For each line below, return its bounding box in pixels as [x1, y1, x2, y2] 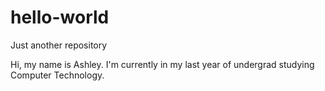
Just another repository [10, 39, 108, 51]
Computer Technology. [10, 69, 105, 81]
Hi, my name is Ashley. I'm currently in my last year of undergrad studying [10, 58, 315, 70]
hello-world [10, 6, 110, 29]
